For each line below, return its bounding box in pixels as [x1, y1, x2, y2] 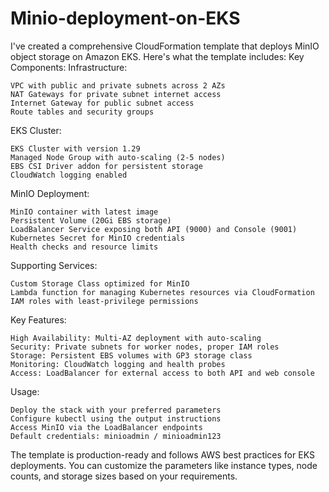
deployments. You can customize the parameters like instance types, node [10, 459, 318, 471]
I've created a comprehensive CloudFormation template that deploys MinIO [10, 40, 320, 52]
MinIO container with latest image [10, 207, 159, 217]
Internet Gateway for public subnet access [10, 98, 195, 108]
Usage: [10, 385, 40, 397]
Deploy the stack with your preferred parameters [10, 405, 222, 415]
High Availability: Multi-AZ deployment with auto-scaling [10, 333, 262, 343]
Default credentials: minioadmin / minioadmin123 [10, 431, 222, 441]
